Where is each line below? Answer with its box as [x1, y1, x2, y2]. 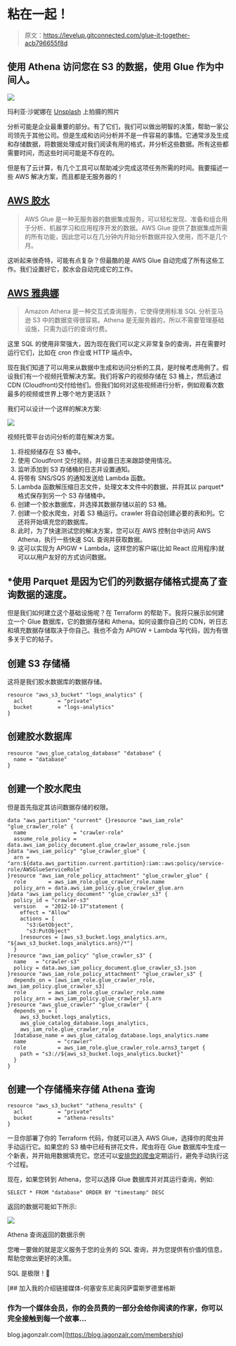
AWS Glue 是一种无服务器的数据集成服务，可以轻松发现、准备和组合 [24, 215, 222, 223]
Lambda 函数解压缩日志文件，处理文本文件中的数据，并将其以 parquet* [17, 482, 224, 491]
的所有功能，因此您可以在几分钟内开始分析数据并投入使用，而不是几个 [24, 232, 228, 241]
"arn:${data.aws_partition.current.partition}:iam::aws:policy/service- [7, 859, 225, 867]
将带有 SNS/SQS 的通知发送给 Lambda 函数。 [17, 474, 150, 482]
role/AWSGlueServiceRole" [7, 866, 83, 873]
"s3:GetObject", [25, 921, 74, 928]
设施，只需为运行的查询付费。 [24, 324, 111, 334]
